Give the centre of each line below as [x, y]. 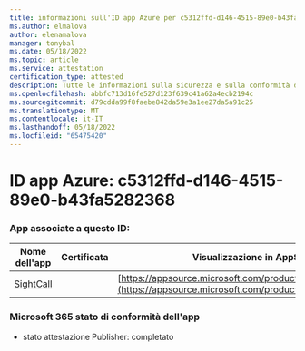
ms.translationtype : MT [54, 111]
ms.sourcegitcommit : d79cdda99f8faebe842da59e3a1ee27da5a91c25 [132, 102]
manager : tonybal [42, 43]
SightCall [33, 284]
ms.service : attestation [56, 69]
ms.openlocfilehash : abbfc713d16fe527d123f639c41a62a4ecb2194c [132, 93]
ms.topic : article [44, 60]
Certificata [85, 258]
